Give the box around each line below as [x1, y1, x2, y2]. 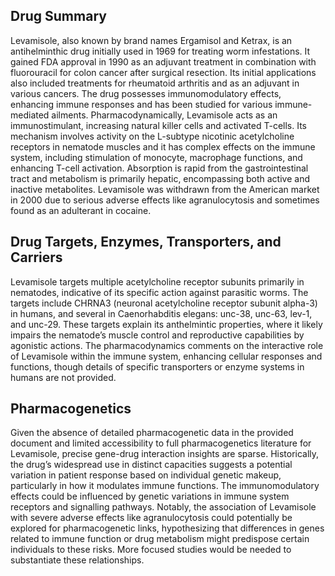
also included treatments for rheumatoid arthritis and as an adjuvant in [10, 77, 300, 89]
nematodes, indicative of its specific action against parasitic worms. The [10, 286, 309, 298]
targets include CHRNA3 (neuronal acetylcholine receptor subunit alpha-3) [10, 297, 318, 309]
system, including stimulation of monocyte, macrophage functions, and [10, 151, 303, 163]
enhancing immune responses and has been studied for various [10, 98, 273, 110]
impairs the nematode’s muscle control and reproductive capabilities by [10, 329, 305, 341]
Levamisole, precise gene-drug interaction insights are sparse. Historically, [10, 448, 320, 460]
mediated [10, 109, 50, 121]
